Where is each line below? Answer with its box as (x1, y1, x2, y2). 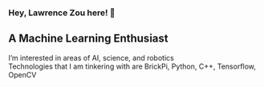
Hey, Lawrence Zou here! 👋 (8, 7, 116, 18)
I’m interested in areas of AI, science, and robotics (8, 53, 174, 62)
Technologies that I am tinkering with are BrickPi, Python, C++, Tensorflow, (8, 61, 257, 71)
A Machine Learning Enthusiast (8, 32, 169, 45)
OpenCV (8, 69, 37, 79)
